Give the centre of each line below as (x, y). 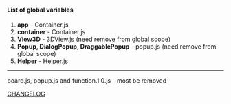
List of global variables (40, 10)
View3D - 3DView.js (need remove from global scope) (94, 39)
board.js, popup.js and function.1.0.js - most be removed (87, 81)
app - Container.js (43, 25)
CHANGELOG (26, 94)
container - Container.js (51, 32)
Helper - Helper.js (43, 61)
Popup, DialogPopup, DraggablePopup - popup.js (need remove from (117, 47)
